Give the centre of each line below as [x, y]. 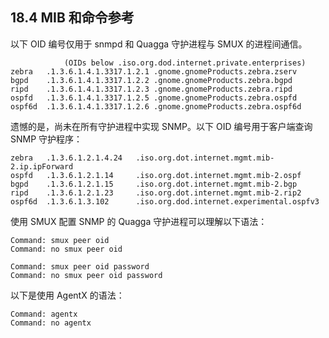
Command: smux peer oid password [80, 266]
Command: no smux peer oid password [86, 275]
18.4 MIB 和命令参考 [72, 18]
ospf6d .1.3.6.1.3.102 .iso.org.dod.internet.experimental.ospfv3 [165, 201]
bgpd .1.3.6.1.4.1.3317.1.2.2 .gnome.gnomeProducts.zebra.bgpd [151, 80]
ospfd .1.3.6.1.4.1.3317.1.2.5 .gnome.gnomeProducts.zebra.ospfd [154, 98]
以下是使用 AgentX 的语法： [67, 295]
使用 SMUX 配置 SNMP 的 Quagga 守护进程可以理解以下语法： [139, 221]
